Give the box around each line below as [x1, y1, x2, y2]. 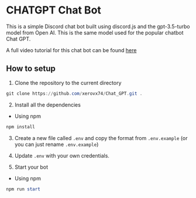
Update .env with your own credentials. [14, 152, 110, 159]
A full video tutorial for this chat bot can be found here [6, 46, 137, 53]
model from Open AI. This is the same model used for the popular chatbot [6, 29, 184, 36]
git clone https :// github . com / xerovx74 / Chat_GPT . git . [6, 90, 143, 97]
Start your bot [14, 163, 49, 170]
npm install [6, 124, 35, 129]
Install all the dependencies [14, 101, 81, 108]
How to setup [6, 64, 56, 74]
